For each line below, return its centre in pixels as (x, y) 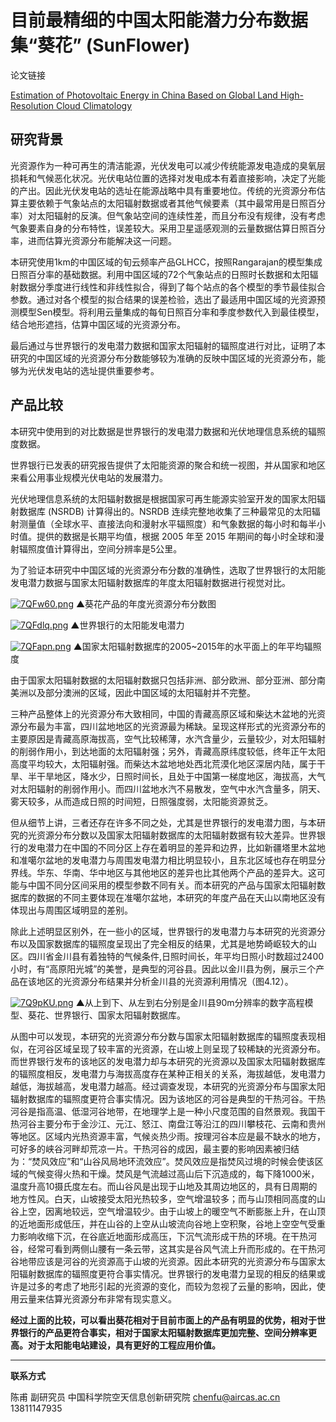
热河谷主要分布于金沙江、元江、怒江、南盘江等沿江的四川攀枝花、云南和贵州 (168, 1123)
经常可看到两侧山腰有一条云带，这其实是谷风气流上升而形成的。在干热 (172, 1248)
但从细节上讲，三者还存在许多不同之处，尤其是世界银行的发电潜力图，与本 (163, 822)
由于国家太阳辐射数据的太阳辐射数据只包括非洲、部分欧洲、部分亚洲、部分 (163, 680)
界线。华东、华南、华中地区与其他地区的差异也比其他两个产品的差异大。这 (163, 872)
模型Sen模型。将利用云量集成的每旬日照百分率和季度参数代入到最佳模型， (171, 312)
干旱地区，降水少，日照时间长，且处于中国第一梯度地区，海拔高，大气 (181, 776)
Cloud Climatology (94, 105)
